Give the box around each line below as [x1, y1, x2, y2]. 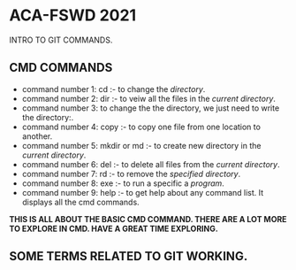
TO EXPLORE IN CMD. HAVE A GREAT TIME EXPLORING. [9, 223, 218, 234]
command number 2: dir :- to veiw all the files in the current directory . [21, 93, 277, 104]
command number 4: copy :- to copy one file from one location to [21, 121, 261, 132]
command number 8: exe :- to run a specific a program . [21, 178, 225, 189]
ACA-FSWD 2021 [9, 5, 137, 26]
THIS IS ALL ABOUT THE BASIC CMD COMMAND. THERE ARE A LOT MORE [9, 213, 287, 224]
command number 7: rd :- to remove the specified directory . [21, 168, 241, 179]
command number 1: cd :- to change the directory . [21, 83, 206, 94]
